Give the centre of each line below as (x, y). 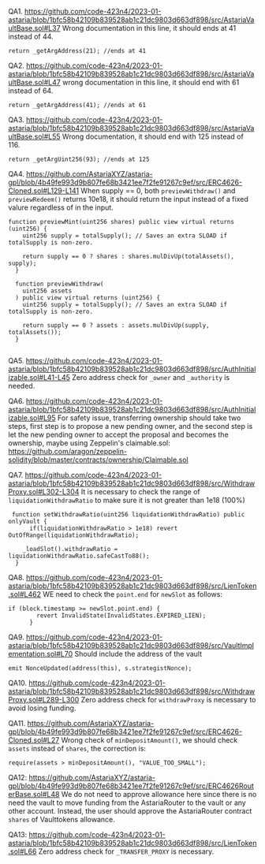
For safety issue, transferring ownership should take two (149, 418)
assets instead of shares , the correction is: (77, 749)
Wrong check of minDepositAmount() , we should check (149, 740)
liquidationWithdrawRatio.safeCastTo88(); (79, 556)
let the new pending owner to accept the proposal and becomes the (118, 434)
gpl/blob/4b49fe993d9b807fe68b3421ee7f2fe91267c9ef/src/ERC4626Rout (131, 786)
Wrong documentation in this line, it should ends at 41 (149, 28)
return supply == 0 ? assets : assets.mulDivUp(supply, (116, 326)
